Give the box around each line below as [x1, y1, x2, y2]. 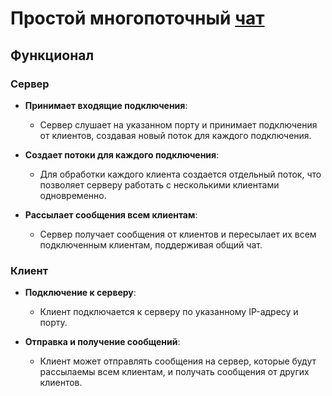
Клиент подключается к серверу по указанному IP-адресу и [39, 306, 299, 318]
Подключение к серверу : [24, 287, 137, 299]
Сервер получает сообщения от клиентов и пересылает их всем [39, 228, 317, 240]
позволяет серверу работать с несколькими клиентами [39, 178, 280, 191]
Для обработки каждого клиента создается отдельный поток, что [39, 168, 322, 180]
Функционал [10, 47, 95, 64]
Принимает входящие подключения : [24, 99, 188, 111]
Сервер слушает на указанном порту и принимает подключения [39, 118, 318, 131]
